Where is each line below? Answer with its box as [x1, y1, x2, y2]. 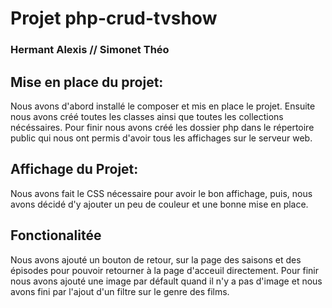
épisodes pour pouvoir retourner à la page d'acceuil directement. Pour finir [10, 264, 320, 276]
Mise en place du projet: [10, 73, 164, 91]
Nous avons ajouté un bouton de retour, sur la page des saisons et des [10, 253, 302, 266]
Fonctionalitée [10, 227, 102, 244]
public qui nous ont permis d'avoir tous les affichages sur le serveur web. [10, 132, 313, 144]
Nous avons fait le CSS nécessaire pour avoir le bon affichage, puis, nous [10, 187, 313, 199]
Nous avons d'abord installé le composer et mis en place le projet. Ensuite [10, 100, 316, 112]
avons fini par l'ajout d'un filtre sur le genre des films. [10, 285, 230, 297]
